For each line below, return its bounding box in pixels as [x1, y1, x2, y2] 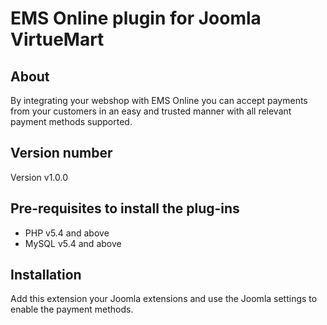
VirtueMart [10, 28, 105, 51]
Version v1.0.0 [10, 171, 68, 183]
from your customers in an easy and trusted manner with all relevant [10, 105, 292, 117]
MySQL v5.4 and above [24, 237, 122, 249]
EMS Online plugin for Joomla [10, 7, 262, 30]
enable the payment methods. [10, 303, 134, 316]
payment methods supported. [10, 116, 133, 127]
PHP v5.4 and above [24, 227, 110, 239]
